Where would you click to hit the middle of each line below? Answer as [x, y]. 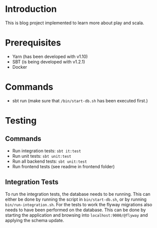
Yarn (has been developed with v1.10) [50, 56]
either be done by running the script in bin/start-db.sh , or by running [76, 199]
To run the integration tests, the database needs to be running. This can [78, 194]
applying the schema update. [35, 220]
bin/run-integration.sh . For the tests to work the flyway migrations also [79, 204]
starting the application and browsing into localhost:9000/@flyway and [77, 215]
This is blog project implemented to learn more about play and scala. [75, 23]
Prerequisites [33, 43]
